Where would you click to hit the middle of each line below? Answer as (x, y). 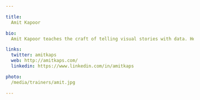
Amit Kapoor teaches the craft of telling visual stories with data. (99, 39)
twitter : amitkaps (34, 55)
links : (14, 49)
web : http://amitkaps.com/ (44, 61)
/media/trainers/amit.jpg (43, 82)
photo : (14, 77)
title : (14, 17)
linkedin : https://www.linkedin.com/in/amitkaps (73, 66)
